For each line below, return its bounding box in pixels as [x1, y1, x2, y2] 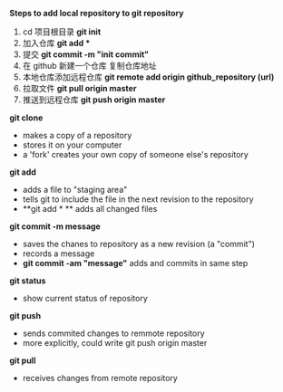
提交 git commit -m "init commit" [22, 49, 150, 60]
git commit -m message [9, 221, 102, 232]
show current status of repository [22, 293, 148, 303]
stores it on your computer [22, 139, 122, 150]
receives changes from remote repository [22, 373, 179, 383]
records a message [22, 248, 95, 259]
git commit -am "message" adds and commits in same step [22, 258, 249, 268]
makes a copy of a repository [22, 130, 132, 140]
